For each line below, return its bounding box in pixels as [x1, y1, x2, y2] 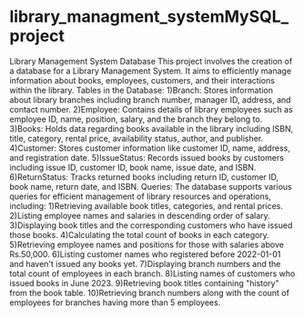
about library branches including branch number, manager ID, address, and [9, 94, 291, 105]
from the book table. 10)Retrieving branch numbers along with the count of [9, 287, 289, 298]
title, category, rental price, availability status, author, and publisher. [9, 133, 264, 144]
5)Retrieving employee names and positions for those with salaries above [9, 239, 285, 250]
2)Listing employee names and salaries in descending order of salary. [9, 210, 270, 221]
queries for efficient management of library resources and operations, [9, 191, 271, 202]
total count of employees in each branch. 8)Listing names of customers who [9, 268, 296, 279]
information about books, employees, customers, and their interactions [9, 74, 276, 85]
